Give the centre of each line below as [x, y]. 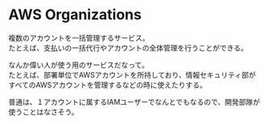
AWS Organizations [75, 15]
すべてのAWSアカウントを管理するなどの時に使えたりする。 [108, 85]
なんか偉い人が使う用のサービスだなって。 [78, 65]
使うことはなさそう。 [43, 112]
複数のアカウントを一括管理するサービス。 [79, 38]
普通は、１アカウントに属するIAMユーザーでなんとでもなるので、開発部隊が [134, 102]
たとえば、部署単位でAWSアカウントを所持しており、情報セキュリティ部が [132, 74]
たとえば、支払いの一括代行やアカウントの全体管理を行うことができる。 [128, 48]
